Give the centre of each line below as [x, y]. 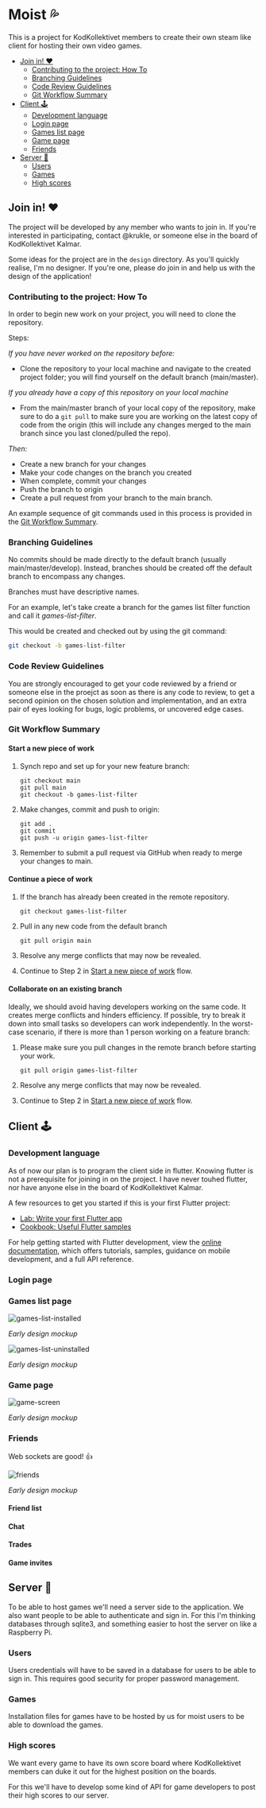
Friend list [25, 1508]
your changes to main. [56, 861]
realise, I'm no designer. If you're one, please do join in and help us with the [132, 267]
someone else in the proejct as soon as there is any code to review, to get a [132, 692]
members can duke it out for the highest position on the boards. [112, 1771]
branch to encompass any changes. [67, 576]
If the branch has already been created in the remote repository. [125, 897]
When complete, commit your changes [83, 481]
